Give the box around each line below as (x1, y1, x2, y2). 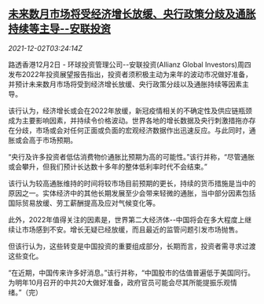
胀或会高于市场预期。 (8, 135, 77, 145)
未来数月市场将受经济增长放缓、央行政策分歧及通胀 (8, 7, 256, 21)
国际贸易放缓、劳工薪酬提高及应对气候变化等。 (8, 198, 159, 207)
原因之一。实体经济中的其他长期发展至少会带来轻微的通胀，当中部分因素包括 (8, 188, 256, 198)
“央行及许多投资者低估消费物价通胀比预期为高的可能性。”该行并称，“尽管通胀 (8, 152, 255, 161)
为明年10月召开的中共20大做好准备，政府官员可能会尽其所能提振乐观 (8, 277, 230, 287)
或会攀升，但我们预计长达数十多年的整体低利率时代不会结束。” (8, 162, 208, 171)
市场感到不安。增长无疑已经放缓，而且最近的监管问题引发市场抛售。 (21, 225, 242, 234)
